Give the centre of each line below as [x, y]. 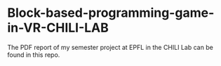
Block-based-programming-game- [111, 13]
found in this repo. [34, 55]
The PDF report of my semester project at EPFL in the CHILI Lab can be [110, 47]
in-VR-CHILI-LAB [58, 28]
